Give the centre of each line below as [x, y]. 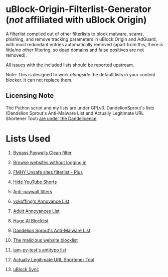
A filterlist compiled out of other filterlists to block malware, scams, [75, 34]
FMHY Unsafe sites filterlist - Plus [48, 172]
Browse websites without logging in [50, 162]
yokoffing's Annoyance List [41, 201]
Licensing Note [30, 96]
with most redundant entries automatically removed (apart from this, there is [85, 44]
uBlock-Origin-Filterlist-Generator [78, 9]
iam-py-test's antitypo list [40, 250]
